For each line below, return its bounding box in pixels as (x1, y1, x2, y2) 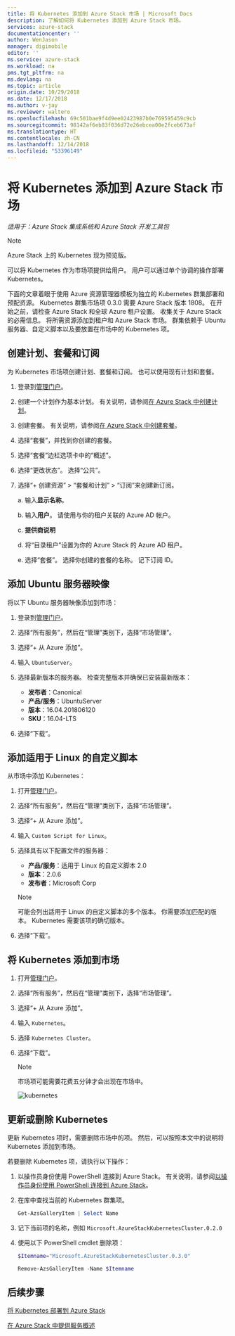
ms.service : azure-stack (7, 56, 80, 63)
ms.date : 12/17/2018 (7, 96, 68, 103)
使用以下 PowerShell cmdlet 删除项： (17, 1238, 125, 1247)
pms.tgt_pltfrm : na (7, 69, 65, 76)
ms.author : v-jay (7, 102, 58, 109)
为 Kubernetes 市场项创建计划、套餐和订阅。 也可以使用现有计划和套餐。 (7, 367, 218, 376)
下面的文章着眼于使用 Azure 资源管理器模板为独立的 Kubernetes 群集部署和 (7, 289, 224, 298)
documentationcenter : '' (7, 30, 80, 37)
